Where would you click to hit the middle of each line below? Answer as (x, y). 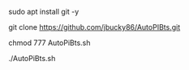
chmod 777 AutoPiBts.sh (49, 43)
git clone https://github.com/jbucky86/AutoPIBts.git (94, 27)
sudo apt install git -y (44, 12)
